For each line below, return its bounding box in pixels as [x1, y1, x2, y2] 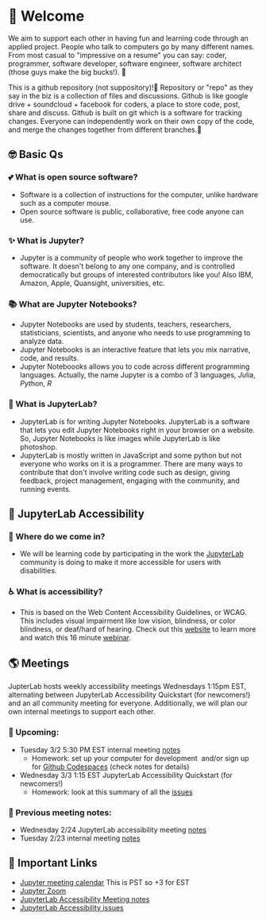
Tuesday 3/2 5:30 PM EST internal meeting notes [19, 744, 181, 754]
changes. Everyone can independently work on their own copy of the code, [8, 116, 255, 126]
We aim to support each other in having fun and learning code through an [8, 33, 249, 43]
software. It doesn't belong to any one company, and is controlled [19, 261, 236, 271]
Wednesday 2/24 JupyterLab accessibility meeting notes [19, 825, 206, 834]
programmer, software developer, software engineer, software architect [8, 59, 242, 68]
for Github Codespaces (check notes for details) [31, 762, 190, 771]
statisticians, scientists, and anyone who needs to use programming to [19, 328, 251, 338]
